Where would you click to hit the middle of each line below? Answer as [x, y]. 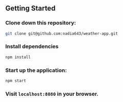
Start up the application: [36, 70]
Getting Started [30, 8]
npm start [16, 81]
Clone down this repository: [41, 23]
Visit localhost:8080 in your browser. [52, 94]
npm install [18, 57]
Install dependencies [32, 46]
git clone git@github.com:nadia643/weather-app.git [61, 33]
